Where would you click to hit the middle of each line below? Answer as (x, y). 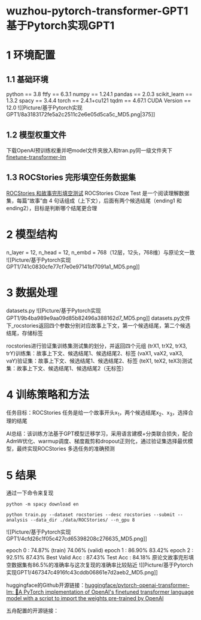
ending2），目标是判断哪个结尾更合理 (52, 208)
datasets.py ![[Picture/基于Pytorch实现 (54, 310)
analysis (17, 520)
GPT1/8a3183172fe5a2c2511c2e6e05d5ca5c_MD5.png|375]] (81, 115)
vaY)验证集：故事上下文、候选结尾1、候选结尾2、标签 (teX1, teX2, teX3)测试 (99, 361)
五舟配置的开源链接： (32, 611)
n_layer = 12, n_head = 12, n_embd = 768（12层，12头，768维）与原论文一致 (100, 252)
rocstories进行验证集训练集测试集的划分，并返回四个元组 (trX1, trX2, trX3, (97, 346)
